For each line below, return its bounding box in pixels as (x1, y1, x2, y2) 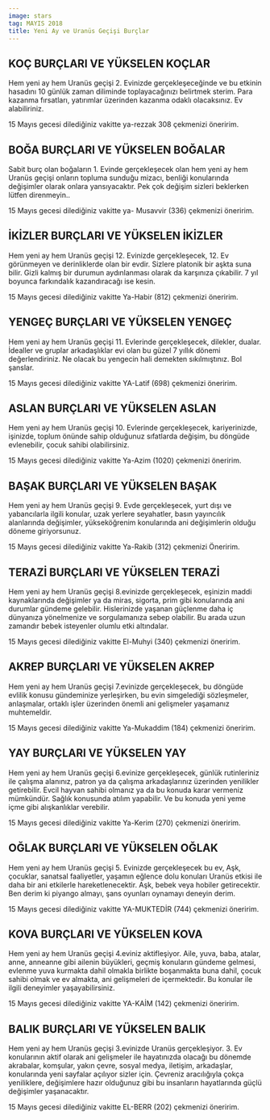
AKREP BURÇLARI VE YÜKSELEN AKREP (8, 660, 215, 674)
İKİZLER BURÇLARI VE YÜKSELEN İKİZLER (8, 229, 223, 243)
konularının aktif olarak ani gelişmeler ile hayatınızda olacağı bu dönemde (8, 1052, 251, 1062)
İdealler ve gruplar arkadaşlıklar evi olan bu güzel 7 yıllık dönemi (8, 345, 221, 355)
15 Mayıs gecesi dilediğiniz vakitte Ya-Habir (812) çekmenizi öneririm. (8, 292, 239, 301)
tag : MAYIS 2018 (8, 19, 63, 27)
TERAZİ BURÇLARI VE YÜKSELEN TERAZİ (8, 565, 220, 579)
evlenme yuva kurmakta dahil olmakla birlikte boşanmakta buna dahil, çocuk (8, 966, 262, 975)
